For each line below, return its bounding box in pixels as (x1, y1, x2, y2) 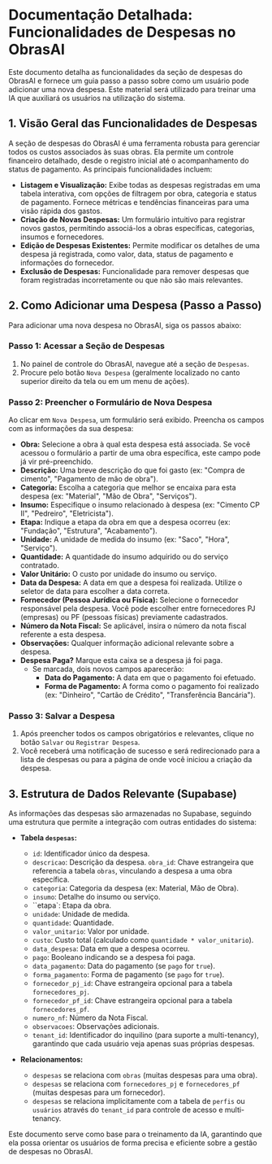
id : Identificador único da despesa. (32, 848, 150, 859)
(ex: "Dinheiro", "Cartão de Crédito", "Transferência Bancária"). (44, 690, 256, 700)
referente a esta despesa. (19, 630, 106, 639)
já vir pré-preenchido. (19, 457, 93, 467)
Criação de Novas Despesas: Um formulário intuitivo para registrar (19, 214, 246, 225)
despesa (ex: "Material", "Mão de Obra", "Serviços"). (19, 491, 197, 501)
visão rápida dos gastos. (19, 206, 103, 216)
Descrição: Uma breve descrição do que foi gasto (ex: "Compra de (19, 465, 245, 475)
